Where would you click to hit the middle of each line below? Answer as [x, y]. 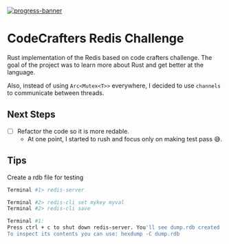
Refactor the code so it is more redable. [73, 131]
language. [21, 72]
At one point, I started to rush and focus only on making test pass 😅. [124, 139]
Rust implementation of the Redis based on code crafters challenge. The [110, 57]
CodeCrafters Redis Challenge [96, 39]
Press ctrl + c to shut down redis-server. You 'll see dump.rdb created [113, 227]
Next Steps [31, 115]
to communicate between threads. [56, 92]
